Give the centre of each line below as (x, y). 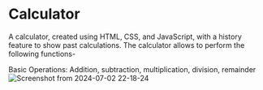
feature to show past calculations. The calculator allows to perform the (127, 45)
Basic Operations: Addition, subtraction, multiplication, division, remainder (132, 69)
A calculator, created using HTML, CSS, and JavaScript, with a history (125, 36)
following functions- (42, 54)
